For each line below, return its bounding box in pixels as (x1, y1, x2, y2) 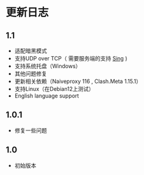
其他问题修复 (14, 70, 47, 77)
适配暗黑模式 (14, 47, 47, 54)
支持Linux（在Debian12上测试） (14, 85, 95, 92)
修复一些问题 (14, 126, 47, 134)
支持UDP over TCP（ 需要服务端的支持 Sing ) (14, 55, 128, 62)
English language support (14, 92, 79, 99)
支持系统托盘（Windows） (14, 62, 81, 70)
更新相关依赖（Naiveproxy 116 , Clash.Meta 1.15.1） (14, 77, 142, 85)
